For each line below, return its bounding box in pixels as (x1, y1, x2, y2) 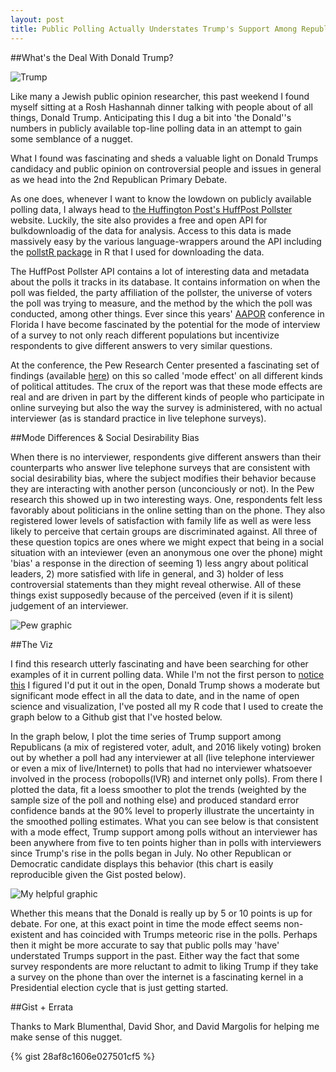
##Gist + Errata (10, 1001, 74, 1013)
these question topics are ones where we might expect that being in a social (10, 536, 324, 548)
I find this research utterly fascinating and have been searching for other (10, 657, 309, 670)
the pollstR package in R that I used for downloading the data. (10, 246, 265, 258)
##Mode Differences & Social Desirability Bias (10, 431, 200, 443)
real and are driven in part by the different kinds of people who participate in (10, 391, 325, 403)
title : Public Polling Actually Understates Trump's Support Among (10, 24, 298, 34)
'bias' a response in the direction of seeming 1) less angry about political (10, 557, 309, 569)
